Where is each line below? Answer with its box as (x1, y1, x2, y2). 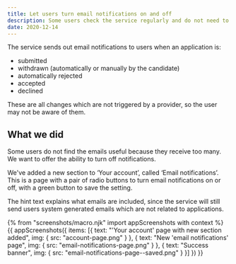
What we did (7, 128, 64, 140)
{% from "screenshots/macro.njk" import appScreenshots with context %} (7, 219, 224, 227)
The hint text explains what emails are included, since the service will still (7, 197, 220, 206)
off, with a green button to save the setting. (7, 183, 133, 192)
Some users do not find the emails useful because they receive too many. (7, 147, 221, 156)
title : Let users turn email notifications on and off (7, 10, 172, 18)
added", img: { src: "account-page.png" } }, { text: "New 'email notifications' (7, 234, 229, 242)
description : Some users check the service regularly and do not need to (7, 17, 230, 24)
